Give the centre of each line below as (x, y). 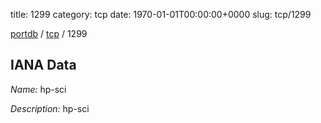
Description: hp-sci (50, 108)
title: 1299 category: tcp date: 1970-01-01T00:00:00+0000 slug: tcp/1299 (161, 14)
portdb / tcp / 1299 (49, 33)
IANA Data (43, 65)
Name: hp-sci (38, 89)
